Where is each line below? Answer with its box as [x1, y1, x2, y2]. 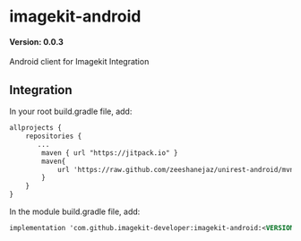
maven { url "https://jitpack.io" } [41, 148, 178, 158]
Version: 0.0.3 [9, 36, 64, 47]
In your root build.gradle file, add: [9, 106, 133, 117]
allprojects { [9, 124, 63, 133]
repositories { [25, 132, 82, 141]
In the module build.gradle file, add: [9, 206, 141, 217]
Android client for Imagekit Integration [9, 56, 150, 67]
